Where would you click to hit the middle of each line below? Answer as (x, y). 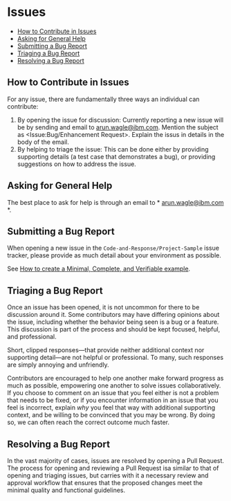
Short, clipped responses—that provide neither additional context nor (106, 350)
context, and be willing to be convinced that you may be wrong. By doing (111, 415)
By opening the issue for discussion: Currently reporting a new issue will (120, 120)
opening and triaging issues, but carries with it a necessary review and (108, 475)
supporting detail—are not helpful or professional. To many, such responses (115, 358)
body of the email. (43, 142)
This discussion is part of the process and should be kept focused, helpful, (114, 329)
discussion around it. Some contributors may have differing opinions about (113, 315)
